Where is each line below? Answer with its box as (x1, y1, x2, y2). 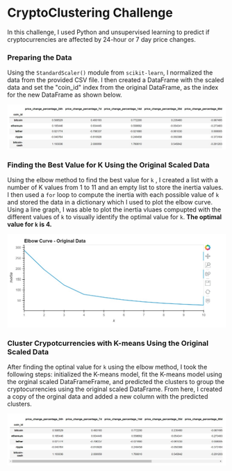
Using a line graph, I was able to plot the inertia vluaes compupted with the (7, 205, 222, 214)
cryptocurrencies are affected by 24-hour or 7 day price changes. (7, 35, 197, 43)
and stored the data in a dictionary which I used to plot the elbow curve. (7, 198, 213, 206)
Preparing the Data (7, 52, 72, 62)
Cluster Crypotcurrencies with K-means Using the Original (7, 338, 209, 348)
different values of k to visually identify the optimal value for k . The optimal (7, 212, 222, 221)
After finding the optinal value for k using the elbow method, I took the (7, 363, 208, 372)
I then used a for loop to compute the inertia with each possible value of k (7, 190, 219, 199)
